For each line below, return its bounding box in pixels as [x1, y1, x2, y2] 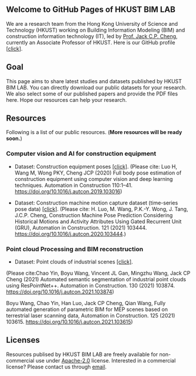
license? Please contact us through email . [6, 363, 107, 370]
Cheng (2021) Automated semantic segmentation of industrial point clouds [6, 276, 187, 283]
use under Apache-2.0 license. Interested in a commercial [35, 357, 176, 364]
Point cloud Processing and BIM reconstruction [6, 245, 144, 253]
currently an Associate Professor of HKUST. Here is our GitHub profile [6, 39, 175, 46]
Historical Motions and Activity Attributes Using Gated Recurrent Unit [14, 218, 182, 225]
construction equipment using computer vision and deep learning [14, 175, 173, 182]
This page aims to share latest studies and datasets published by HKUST [6, 77, 182, 84]
